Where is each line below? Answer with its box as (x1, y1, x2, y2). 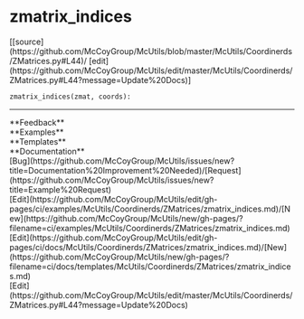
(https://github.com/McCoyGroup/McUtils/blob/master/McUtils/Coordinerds (9, 45, 292, 56)
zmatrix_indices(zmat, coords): (9, 92, 131, 101)
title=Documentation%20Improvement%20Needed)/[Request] (9, 164, 242, 175)
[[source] (9, 36, 44, 47)
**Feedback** (9, 117, 65, 127)
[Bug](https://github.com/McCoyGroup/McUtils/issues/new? (9, 155, 235, 166)
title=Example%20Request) (9, 183, 111, 195)
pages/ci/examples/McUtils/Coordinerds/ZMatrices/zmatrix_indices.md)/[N (9, 203, 291, 214)
